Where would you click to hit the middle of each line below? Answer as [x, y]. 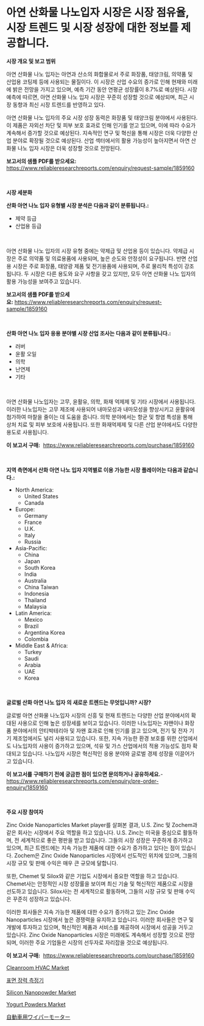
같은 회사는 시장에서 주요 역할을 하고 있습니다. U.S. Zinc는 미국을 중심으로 [94, 832]
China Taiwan [41, 587]
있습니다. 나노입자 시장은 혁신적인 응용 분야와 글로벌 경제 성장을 [98, 753]
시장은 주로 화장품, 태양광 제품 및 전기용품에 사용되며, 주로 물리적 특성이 [98, 266]
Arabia [33, 665]
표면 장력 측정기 [25, 980]
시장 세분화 [19, 192]
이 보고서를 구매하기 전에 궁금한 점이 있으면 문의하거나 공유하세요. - [85, 774]
